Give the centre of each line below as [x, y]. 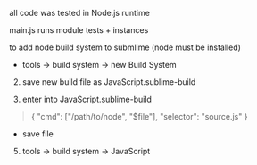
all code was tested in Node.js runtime [79, 13]
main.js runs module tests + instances [79, 30]
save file [37, 134]
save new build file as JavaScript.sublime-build [109, 82]
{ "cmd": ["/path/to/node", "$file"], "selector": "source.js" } [139, 116]
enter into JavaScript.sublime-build [87, 99]
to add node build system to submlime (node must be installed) [125, 47]
